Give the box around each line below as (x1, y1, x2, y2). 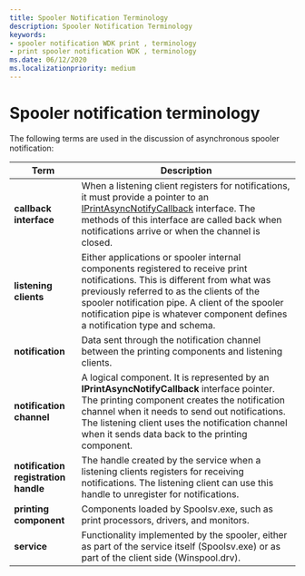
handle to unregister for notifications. (81, 487, 240, 500)
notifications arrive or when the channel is (81, 224, 261, 237)
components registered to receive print (81, 262, 248, 275)
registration (14, 471, 66, 483)
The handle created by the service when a (81, 454, 261, 466)
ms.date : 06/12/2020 (9, 55, 88, 64)
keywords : (9, 30, 47, 39)
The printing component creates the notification (81, 394, 286, 406)
